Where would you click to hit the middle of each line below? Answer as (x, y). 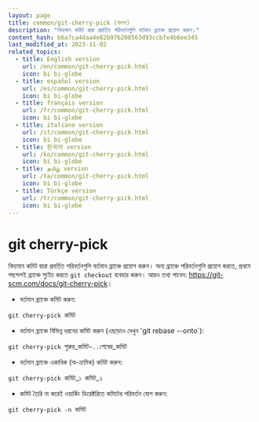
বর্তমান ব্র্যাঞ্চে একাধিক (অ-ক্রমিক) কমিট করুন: (71, 362)
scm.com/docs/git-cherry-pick (58, 284)
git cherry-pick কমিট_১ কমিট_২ (56, 378)
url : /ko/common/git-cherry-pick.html (86, 154)
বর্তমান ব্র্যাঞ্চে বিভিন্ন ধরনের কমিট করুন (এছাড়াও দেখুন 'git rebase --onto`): (112, 331)
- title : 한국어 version (53, 147)
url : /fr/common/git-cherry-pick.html (86, 111)
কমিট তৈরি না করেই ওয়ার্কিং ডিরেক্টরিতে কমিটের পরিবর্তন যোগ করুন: (93, 394)
